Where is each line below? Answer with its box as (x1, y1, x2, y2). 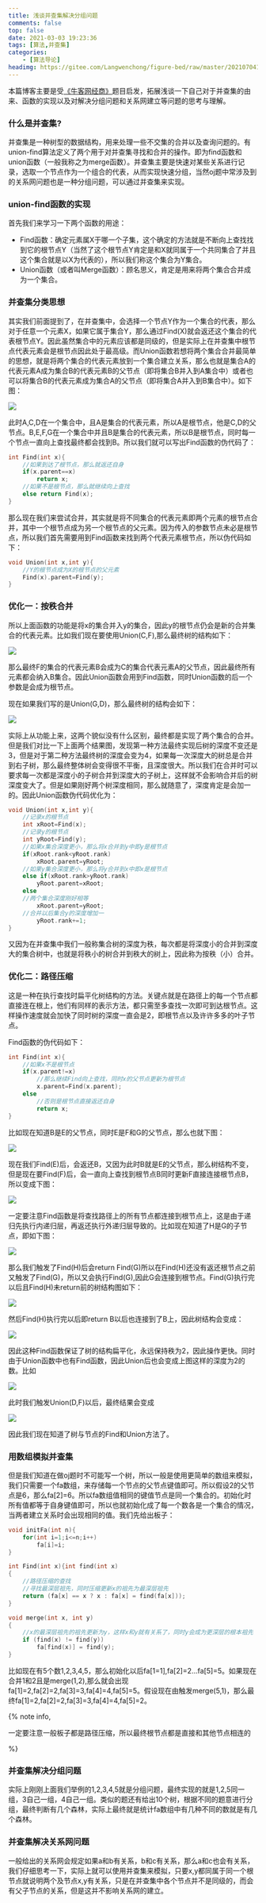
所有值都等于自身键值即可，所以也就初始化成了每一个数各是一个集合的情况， (8, 1500, 258, 1509)
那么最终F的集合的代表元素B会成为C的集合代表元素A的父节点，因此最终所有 (8, 662, 256, 672)
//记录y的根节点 (22, 828, 69, 836)
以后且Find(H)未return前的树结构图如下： (8, 1282, 142, 1292)
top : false (8, 26, 44, 34)
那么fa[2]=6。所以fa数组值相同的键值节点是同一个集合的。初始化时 (32, 1490, 252, 1500)
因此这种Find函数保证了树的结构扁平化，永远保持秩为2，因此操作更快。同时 (8, 1346, 256, 1355)
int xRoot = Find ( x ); (22, 821, 87, 829)
